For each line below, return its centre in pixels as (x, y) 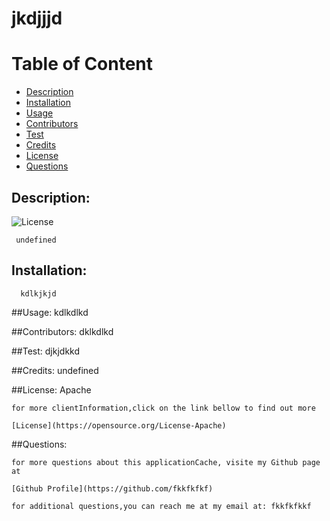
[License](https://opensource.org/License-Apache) (119, 425)
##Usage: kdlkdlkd (50, 312)
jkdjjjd (37, 18)
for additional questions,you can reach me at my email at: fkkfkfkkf (161, 506)
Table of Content (82, 64)
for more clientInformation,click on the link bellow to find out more (163, 408)
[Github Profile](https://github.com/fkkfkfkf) (112, 488)
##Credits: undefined (55, 370)
